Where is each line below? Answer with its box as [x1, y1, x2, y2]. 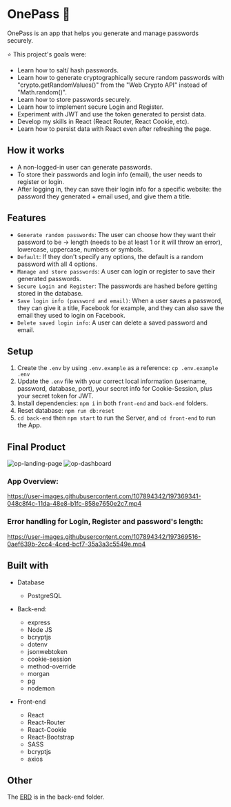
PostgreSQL [27, 591, 62, 600]
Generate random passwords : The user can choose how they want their [17, 230, 217, 238]
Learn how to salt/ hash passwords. [17, 65, 119, 74]
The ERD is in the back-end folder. [7, 793, 105, 801]
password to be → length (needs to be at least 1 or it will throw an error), [17, 238, 223, 246]
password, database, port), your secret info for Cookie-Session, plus [17, 385, 212, 393]
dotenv [27, 640, 48, 648]
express [27, 618, 50, 626]
